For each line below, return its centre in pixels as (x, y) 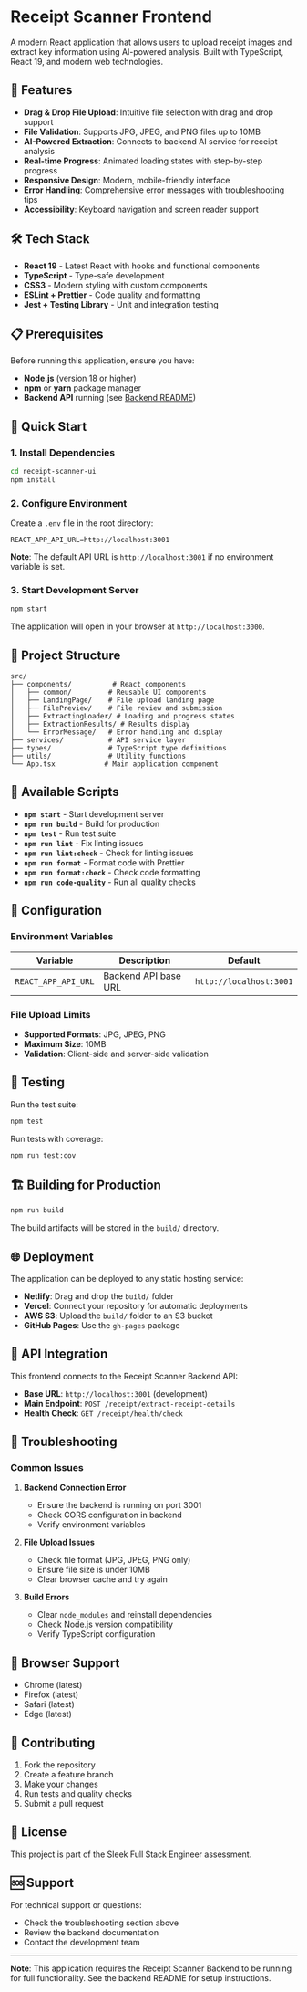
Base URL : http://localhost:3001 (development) (116, 1393)
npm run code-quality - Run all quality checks (110, 882)
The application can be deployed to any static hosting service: (127, 1278)
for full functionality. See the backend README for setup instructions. (141, 1977)
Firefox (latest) (51, 1694)
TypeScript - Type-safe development (94, 275)
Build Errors (46, 1597)
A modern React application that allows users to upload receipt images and (151, 42)
